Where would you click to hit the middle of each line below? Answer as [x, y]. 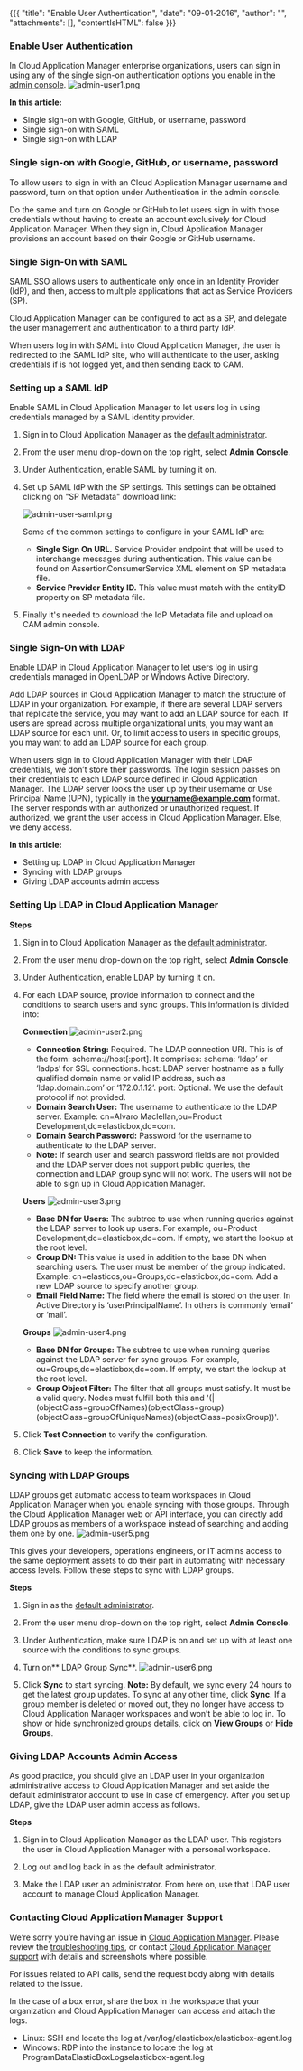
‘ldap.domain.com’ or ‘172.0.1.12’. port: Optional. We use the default [160, 1087]
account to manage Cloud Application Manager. [111, 1894]
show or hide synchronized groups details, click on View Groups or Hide [158, 1723]
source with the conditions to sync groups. [102, 1650]
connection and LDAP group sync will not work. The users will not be [164, 1173]
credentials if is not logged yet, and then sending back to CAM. [126, 364]
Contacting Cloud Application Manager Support [116, 1917]
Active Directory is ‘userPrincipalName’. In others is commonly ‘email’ [164, 1304]
